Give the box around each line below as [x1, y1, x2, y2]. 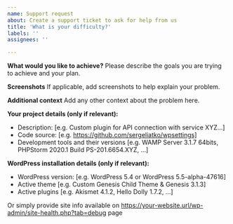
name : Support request [7, 10, 74, 17]
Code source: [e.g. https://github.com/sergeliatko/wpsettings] [17, 131, 197, 139]
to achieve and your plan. [7, 69, 81, 78]
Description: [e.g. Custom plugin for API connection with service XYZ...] [17, 123, 225, 132]
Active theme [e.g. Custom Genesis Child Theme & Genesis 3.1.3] [17, 180, 206, 189]
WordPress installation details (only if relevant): [7, 159, 149, 168]
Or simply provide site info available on [7, 201, 120, 210]
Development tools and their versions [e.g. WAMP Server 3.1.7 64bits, [17, 138, 219, 147]
